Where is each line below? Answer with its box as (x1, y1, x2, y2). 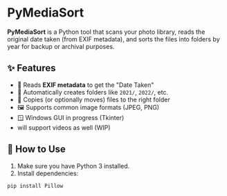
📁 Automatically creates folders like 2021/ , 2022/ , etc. (17, 88, 168, 96)
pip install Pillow (7, 182, 64, 189)
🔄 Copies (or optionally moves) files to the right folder (17, 95, 171, 104)
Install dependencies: (17, 169, 79, 177)
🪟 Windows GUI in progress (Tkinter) (17, 113, 125, 121)
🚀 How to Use (7, 144, 66, 155)
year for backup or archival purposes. (7, 42, 115, 50)
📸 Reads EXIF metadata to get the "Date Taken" (17, 81, 154, 89)
